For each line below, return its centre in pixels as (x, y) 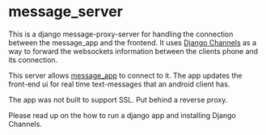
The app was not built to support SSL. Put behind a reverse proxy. (118, 99)
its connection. (33, 60)
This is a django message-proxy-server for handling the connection (121, 34)
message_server (66, 12)
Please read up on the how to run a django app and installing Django (122, 115)
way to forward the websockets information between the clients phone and (133, 51)
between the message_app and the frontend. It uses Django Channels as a (133, 42)
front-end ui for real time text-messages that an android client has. (119, 84)
